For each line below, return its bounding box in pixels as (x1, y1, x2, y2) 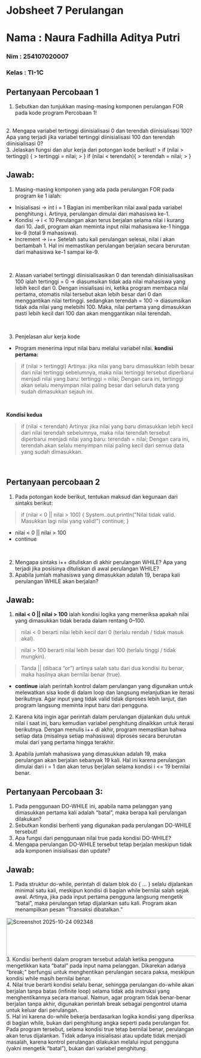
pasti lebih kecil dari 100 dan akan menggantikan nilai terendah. (14, 310, 172, 317)
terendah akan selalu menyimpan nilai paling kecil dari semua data (20, 441, 184, 449)
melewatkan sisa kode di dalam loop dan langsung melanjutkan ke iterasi (14, 689, 194, 696)
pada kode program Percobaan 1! (14, 109, 97, 117)
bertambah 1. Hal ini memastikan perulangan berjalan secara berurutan (14, 242, 190, 249)
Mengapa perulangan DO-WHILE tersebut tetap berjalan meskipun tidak (14, 841, 193, 848)
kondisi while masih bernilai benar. (6, 975, 92, 982)
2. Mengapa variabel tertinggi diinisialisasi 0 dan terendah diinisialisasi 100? (6, 127, 193, 135)
